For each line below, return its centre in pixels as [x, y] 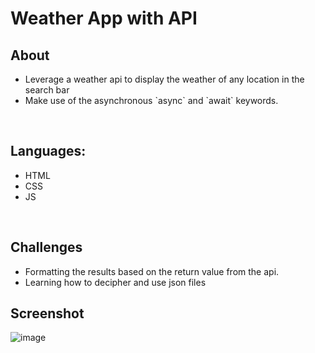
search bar [47, 90]
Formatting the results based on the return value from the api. [152, 271]
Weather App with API [104, 18]
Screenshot [47, 313]
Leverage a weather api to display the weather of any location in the [164, 79]
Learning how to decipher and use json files [115, 282]
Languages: [48, 151]
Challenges [46, 247]
